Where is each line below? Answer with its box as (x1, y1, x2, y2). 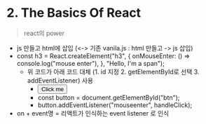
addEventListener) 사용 (27, 76, 94, 85)
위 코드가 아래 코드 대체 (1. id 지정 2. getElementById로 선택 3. (27, 67, 200, 76)
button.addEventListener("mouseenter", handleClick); (37, 100, 193, 109)
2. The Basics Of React (6, 5, 142, 21)
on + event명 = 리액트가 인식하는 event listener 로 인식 (16, 109, 170, 117)
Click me (41, 85, 64, 92)
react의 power (23, 29, 64, 37)
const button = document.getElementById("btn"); (37, 93, 180, 102)
